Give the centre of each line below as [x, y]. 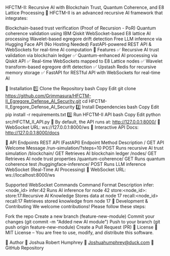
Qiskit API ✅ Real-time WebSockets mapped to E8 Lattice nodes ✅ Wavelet [84, 61]
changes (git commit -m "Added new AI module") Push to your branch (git [83, 222]
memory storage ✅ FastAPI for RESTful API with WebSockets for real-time [83, 73]
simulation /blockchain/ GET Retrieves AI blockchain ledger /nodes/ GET [81, 153]
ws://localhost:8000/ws [30, 175]
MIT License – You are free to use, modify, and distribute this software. [79, 233]
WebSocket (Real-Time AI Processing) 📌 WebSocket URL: [66, 169]
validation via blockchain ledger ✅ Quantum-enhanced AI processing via [81, 55]
